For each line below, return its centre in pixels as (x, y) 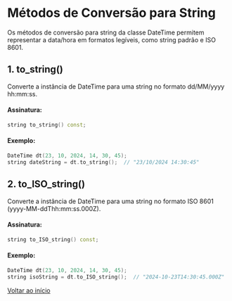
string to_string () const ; (47, 124)
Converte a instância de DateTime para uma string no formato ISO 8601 (111, 201)
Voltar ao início (29, 290)
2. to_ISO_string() (46, 184)
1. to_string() (35, 69)
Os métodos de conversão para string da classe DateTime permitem (106, 32)
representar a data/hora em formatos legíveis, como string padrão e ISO (112, 39)
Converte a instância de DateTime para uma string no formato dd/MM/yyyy (116, 87)
